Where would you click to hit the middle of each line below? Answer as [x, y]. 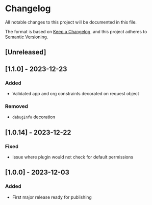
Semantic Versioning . [26, 37]
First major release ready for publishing [52, 197]
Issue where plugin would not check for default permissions [73, 157]
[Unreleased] [26, 52]
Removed [17, 106]
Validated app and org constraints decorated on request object [76, 94]
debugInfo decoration [34, 117]
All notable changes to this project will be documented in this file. [71, 22]
